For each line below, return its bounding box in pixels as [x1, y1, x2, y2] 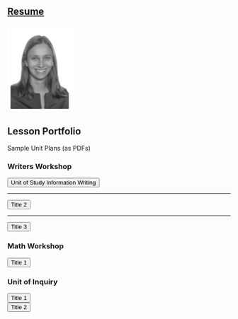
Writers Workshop [7, 162, 72, 171]
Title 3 [11, 223, 27, 231]
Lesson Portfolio [7, 125, 81, 137]
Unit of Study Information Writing [11, 179, 96, 187]
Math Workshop [7, 241, 64, 251]
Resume [7, 6, 45, 18]
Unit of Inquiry [7, 277, 58, 286]
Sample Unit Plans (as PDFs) [7, 144, 91, 153]
